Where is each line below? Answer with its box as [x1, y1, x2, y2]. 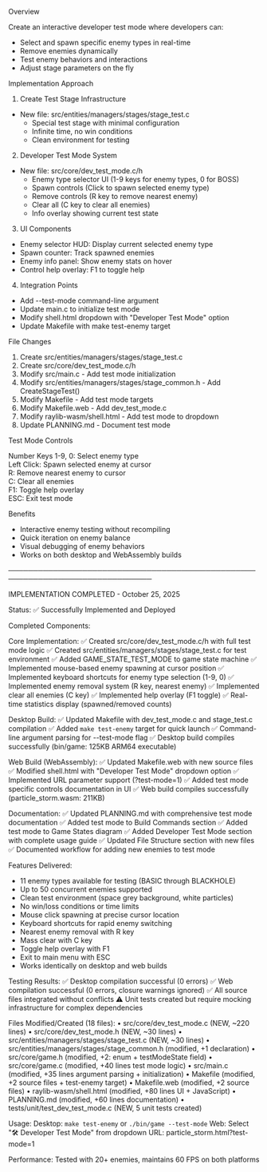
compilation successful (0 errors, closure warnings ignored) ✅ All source [8, 986, 248, 995]
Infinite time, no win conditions [31, 127, 133, 136]
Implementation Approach [8, 79, 94, 88]
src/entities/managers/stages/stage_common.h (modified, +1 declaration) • [8, 1044, 256, 1053]
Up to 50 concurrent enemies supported [19, 884, 153, 894]
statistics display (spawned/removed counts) [24, 699, 172, 709]
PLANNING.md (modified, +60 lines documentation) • [8, 1095, 185, 1104]
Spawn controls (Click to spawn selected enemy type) [31, 183, 210, 193]
